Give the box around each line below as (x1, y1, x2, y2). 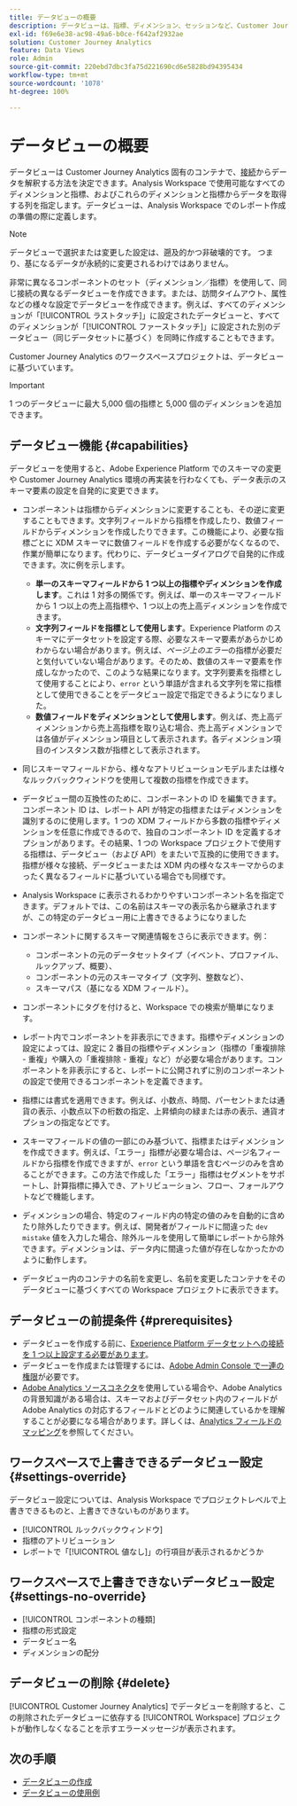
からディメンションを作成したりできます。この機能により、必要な (37, 527, 277, 537)
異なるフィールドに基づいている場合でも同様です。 (45, 871, 231, 882)
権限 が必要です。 (21, 1372, 84, 1382)
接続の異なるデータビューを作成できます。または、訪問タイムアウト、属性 (16, 288, 287, 299)
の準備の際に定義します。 (9, 211, 102, 222)
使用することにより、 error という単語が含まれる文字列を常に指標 (42, 678, 282, 689)
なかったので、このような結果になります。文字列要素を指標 (50, 667, 267, 678)
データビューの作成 (21, 1777, 93, 1787)
